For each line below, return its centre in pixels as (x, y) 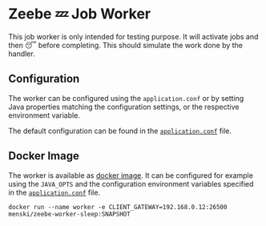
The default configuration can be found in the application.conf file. (120, 131)
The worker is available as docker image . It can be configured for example (131, 175)
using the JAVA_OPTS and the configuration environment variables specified (131, 184)
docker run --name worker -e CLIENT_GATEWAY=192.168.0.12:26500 (118, 207)
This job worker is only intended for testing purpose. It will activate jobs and (133, 36)
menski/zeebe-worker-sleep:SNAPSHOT (69, 214)
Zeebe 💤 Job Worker (80, 14)
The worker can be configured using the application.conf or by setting (126, 98)
